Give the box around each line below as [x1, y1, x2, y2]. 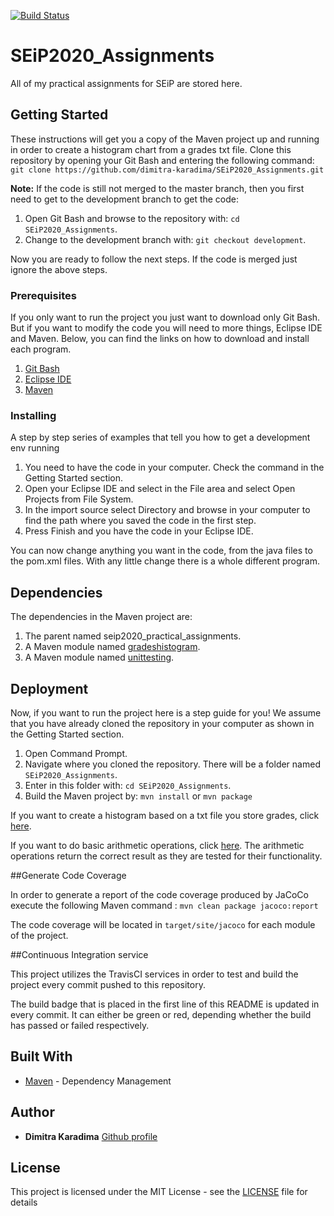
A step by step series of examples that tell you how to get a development [10, 431, 311, 444]
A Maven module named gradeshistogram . [24, 641, 201, 653]
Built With [10, 1048, 73, 1065]
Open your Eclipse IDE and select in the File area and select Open [24, 483, 296, 495]
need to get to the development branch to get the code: [10, 193, 240, 205]
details [10, 1196, 38, 1209]
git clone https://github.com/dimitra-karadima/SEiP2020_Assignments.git [10, 165, 325, 175]
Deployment [10, 680, 89, 697]
